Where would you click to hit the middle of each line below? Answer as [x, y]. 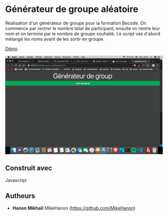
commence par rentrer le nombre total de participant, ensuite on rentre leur [82, 28]
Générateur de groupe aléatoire [72, 9]
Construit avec [29, 168]
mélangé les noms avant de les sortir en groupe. [55, 39]
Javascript [16, 180]
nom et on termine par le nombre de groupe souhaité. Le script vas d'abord [83, 33]
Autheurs [20, 196]
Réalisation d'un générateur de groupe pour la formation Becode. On [76, 23]
